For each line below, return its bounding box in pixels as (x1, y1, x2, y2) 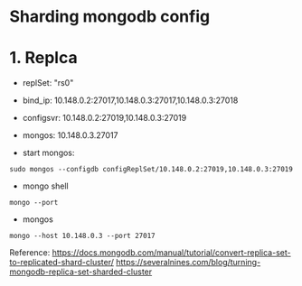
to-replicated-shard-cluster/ (9, 257, 115, 268)
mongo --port (9, 198, 59, 208)
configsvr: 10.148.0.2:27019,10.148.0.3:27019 (22, 113, 187, 124)
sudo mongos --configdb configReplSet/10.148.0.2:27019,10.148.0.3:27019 (9, 165, 294, 174)
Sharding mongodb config (9, 6, 211, 27)
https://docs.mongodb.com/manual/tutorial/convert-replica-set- (52, 247, 291, 258)
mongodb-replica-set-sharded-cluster (9, 266, 153, 277)
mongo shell (22, 180, 70, 191)
